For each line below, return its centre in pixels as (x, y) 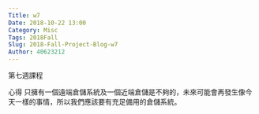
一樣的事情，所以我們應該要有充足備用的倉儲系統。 (98, 102)
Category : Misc (33, 30)
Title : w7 (24, 15)
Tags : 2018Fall (33, 37)
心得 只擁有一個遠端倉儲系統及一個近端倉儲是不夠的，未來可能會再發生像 (127, 92)
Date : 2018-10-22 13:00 (47, 23)
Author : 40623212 (37, 52)
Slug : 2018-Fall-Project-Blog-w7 (63, 45)
